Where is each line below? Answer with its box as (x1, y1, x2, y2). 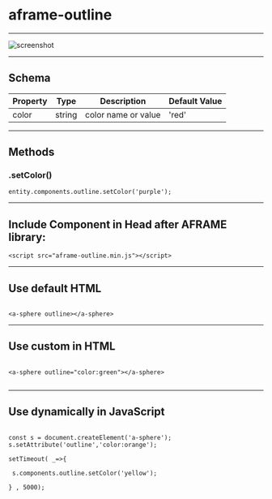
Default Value (168, 95, 223, 106)
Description (100, 95, 147, 106)
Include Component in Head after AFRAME (8, 217, 227, 231)
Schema (8, 71, 51, 85)
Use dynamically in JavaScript (8, 405, 165, 419)
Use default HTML (8, 282, 102, 295)
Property (12, 95, 48, 106)
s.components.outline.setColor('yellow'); (11, 469, 158, 477)
